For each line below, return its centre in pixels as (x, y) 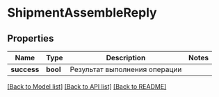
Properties (31, 38)
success (25, 69)
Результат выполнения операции (126, 69)
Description (126, 58)
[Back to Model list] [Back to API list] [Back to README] (87, 87)
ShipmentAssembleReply (82, 13)
